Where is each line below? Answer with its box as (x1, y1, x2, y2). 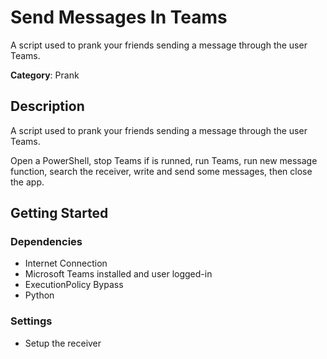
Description (10, 98, 85, 115)
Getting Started (10, 205, 109, 222)
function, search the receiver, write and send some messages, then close (10, 165, 313, 177)
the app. (10, 176, 45, 188)
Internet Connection (24, 257, 108, 270)
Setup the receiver (24, 337, 102, 349)
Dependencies (10, 235, 83, 249)
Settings (10, 314, 53, 328)
